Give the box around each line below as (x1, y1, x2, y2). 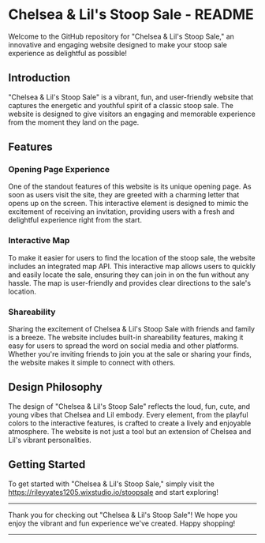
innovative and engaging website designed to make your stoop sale (8, 39, 227, 49)
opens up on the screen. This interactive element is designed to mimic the (8, 199, 248, 208)
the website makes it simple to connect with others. (8, 358, 176, 368)
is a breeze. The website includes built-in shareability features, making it (8, 333, 244, 343)
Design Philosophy (8, 380, 103, 394)
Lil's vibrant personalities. (8, 435, 92, 444)
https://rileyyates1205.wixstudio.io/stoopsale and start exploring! (8, 487, 219, 496)
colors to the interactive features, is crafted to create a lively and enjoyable (8, 418, 252, 428)
